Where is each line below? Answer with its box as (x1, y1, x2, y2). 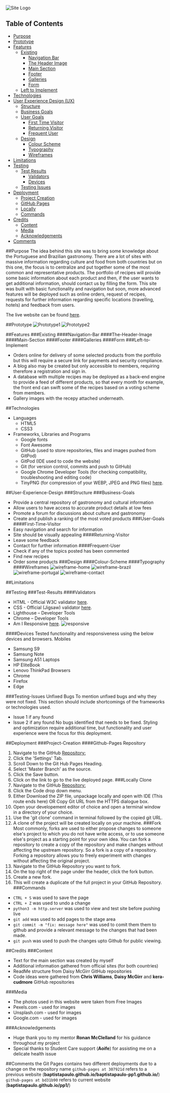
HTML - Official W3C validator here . (13, 599, 88, 605)
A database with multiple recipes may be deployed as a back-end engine (13, 373, 165, 379)
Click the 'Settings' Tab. (13, 755, 63, 761)
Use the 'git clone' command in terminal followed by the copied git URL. (13, 814, 163, 820)
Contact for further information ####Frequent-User (13, 542, 121, 549)
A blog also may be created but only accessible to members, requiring (13, 363, 160, 369)
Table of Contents (6, 19, 64, 28)
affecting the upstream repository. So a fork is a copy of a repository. (13, 847, 157, 853)
